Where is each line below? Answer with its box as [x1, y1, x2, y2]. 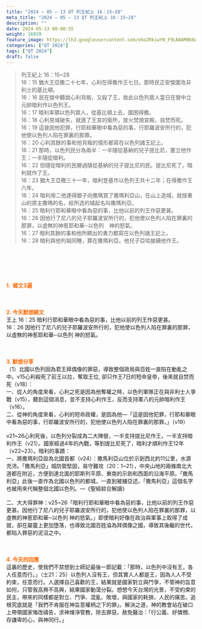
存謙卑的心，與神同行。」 [6, 616, 67, 623]
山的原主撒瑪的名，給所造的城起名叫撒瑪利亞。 [20, 199, 137, 206]
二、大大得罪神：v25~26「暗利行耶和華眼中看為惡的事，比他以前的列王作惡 [6, 499, 194, 506]
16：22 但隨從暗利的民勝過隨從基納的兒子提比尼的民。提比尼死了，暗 [20, 161, 193, 169]
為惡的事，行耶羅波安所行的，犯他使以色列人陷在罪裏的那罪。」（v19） [16, 418, 189, 425]
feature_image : [6, 37, 44, 43]
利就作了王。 [20, 169, 53, 176]
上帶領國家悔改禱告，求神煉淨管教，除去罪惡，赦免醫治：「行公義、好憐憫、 [6, 608, 194, 616]
